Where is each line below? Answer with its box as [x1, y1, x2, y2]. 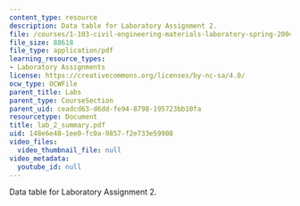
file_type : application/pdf [9, 46, 114, 55]
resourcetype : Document [9, 112, 98, 121]
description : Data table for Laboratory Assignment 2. [9, 21, 218, 30]
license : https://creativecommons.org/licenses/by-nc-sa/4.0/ [9, 71, 246, 80]
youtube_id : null [17, 162, 82, 171]
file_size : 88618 [9, 37, 74, 47]
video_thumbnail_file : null [17, 145, 122, 154]
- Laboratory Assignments [9, 63, 105, 72]
